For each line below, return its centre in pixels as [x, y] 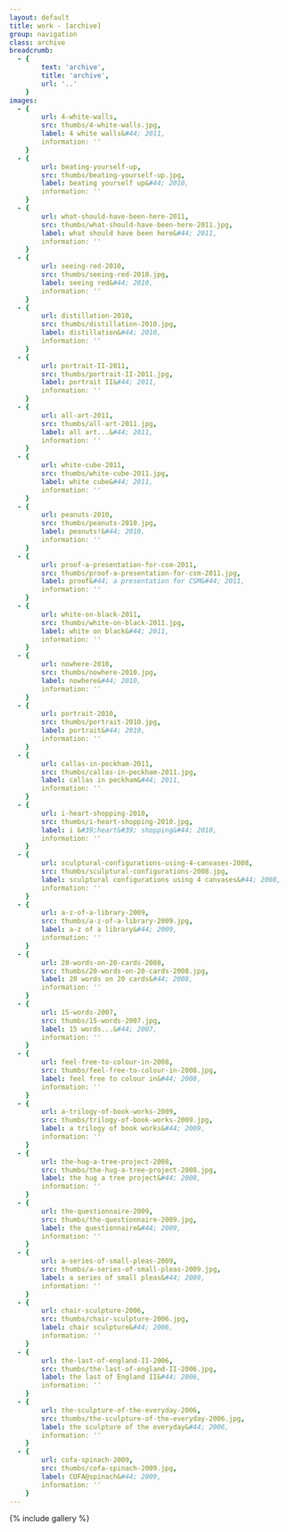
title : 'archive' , [75, 76]
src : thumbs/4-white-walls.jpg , [102, 126]
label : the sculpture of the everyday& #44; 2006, [135, 1427]
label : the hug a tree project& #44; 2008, [121, 1178]
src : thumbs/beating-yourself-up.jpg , [113, 175]
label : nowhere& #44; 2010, [91, 680]
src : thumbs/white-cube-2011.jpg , [105, 474]
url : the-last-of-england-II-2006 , [107, 1361]
